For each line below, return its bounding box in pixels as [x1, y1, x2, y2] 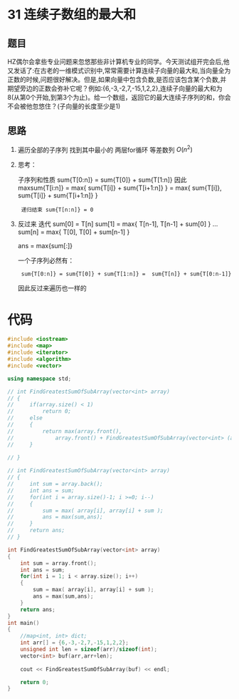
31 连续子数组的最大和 [7, 6, 137, 23]
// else [7, 414, 43, 422]
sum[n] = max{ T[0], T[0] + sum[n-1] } [17, 228, 130, 236]
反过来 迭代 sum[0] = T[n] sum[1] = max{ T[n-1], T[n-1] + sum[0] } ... [17, 220, 218, 228]
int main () [7, 619, 40, 626]
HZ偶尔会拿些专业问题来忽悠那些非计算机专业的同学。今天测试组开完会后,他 [7, 58, 230, 66]
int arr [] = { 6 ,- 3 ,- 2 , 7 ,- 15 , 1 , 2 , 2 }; [20, 639, 129, 646]
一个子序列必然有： [17, 256, 75, 265]
